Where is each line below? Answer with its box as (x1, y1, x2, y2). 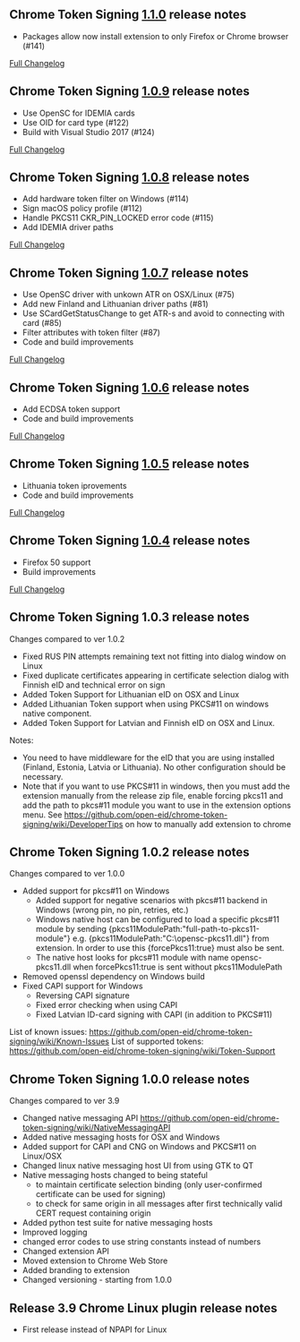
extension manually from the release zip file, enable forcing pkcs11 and (21, 790, 284, 800)
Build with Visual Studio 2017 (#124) (21, 126, 155, 137)
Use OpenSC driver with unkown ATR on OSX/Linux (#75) (21, 289, 236, 300)
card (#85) (21, 318, 63, 329)
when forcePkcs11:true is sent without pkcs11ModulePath (73, 962, 283, 972)
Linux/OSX (21, 1150, 63, 1162)
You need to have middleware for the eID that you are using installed (21, 752, 275, 763)
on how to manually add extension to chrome (124, 818, 292, 829)
